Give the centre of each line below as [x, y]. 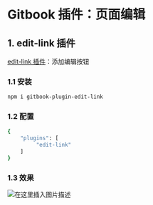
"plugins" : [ [39, 138]
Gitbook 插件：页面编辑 [76, 15]
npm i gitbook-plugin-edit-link [55, 97]
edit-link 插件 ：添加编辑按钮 [48, 62]
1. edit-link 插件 [42, 43]
